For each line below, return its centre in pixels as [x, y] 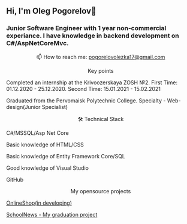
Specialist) [55, 107]
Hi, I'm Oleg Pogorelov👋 [52, 11]
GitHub [15, 179]
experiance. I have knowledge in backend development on [93, 36]
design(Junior [23, 107]
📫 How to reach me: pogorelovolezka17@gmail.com [101, 57]
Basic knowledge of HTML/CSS [45, 145]
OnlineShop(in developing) [39, 203]
